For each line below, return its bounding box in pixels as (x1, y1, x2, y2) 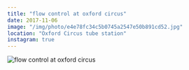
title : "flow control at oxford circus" (7, 10, 127, 17)
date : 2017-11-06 (7, 17, 58, 24)
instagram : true (7, 36, 55, 43)
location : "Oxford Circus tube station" (7, 29, 127, 37)
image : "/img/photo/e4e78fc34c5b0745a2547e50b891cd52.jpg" (7, 23, 183, 30)
